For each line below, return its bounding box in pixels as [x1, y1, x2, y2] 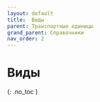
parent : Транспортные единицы [7, 23, 94, 29]
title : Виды [7, 16, 45, 23]
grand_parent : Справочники [7, 29, 84, 36]
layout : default [7, 10, 53, 17]
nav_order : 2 [7, 36, 45, 42]
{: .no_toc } [7, 88, 38, 96]
